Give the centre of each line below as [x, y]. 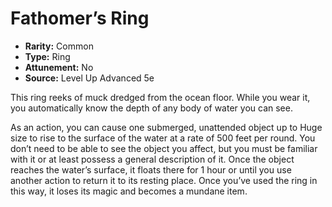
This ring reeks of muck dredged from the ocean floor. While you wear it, [160, 97]
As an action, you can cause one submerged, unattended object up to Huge [166, 127]
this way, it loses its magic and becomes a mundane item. [129, 191]
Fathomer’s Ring [80, 18]
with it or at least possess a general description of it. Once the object [152, 159]
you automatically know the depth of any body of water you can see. [151, 108]
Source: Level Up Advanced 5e [89, 78]
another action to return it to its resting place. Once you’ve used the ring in [164, 180]
